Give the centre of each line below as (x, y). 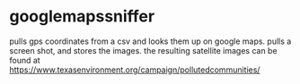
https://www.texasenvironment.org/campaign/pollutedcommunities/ (135, 70)
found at (25, 60)
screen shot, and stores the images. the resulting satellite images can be (143, 50)
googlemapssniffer (82, 17)
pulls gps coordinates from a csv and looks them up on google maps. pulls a (150, 41)
